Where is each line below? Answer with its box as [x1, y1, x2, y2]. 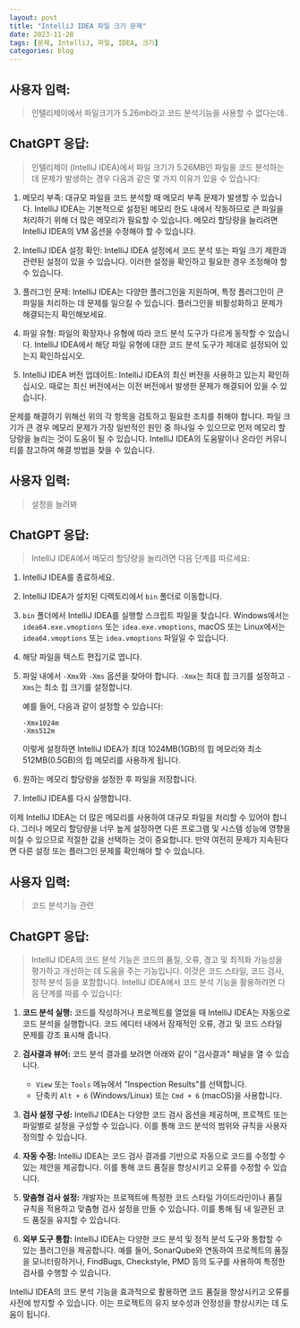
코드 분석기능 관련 [30, 900, 94, 911]
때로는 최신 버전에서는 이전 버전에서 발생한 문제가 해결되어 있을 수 [48, 380, 279, 391]
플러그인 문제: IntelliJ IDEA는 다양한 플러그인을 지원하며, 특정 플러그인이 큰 [21, 286, 284, 297]
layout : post [9, 13, 58, 22]
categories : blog [9, 47, 74, 56]
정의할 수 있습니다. [21, 1131, 88, 1142]
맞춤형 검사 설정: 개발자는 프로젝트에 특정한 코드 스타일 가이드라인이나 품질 [21, 1193, 283, 1202]
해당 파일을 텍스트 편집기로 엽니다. [21, 651, 142, 662]
